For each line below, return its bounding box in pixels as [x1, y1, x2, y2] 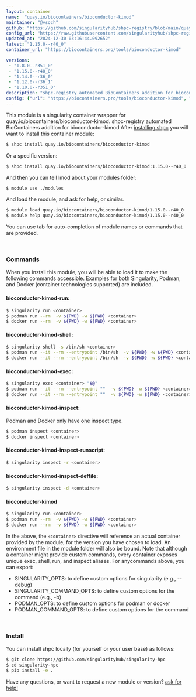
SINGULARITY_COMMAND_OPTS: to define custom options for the [14, 587, 175, 594]
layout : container [6, 8, 51, 15]
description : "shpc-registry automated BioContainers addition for [6, 90, 174, 96]
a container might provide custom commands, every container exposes [6, 551, 177, 558]
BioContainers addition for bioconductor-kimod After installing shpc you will [6, 124, 188, 131]
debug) [14, 581, 33, 588]
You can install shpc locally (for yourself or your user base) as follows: [6, 645, 175, 652]
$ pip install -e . [6, 667, 54, 674]
